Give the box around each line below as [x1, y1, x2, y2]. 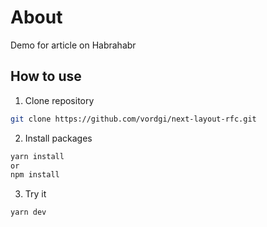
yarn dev [10, 207, 47, 218]
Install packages [24, 132, 93, 144]
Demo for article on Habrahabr [10, 39, 137, 51]
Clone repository [24, 94, 95, 106]
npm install [10, 170, 60, 180]
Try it [24, 188, 47, 200]
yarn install [10, 151, 65, 161]
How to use [10, 68, 82, 85]
